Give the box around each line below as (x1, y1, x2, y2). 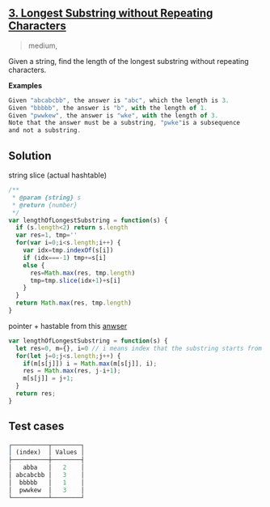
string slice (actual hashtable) (8, 170, 108, 180)
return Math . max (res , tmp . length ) (15, 299, 132, 307)
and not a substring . (8, 126, 82, 134)
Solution (8, 149, 52, 163)
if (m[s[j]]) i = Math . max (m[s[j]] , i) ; (23, 360, 158, 368)
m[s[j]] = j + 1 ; (23, 374, 74, 383)
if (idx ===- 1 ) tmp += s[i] (23, 253, 107, 262)
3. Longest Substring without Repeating (8, 6, 213, 20)
